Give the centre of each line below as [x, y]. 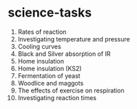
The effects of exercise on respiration [71, 90]
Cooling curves [39, 46]
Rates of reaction [42, 32]
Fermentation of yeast [49, 76]
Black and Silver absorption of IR [64, 54]
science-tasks [50, 13]
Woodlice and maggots [51, 83]
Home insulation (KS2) [50, 68]
